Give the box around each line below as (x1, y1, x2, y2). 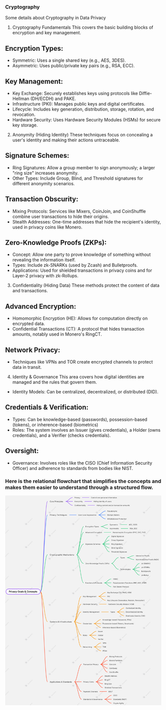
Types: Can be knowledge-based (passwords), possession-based (12, 416, 148, 422)
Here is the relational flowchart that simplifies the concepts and (5, 477, 162, 484)
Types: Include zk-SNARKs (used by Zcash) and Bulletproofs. (12, 262, 138, 268)
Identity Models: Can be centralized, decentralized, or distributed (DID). (12, 388, 159, 394)
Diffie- (139, 90, 152, 96)
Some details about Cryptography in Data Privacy (5, 15, 106, 21)
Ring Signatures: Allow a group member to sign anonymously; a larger (12, 164, 155, 170)
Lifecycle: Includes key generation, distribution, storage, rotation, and (12, 106, 155, 112)
